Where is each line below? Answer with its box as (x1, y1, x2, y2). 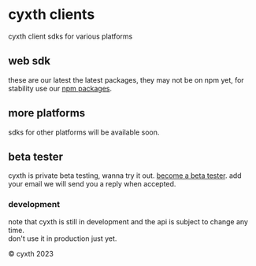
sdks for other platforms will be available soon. (8, 127, 160, 137)
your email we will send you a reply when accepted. (8, 179, 176, 189)
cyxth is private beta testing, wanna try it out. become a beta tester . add (8, 171, 242, 180)
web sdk (8, 54, 51, 68)
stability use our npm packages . (8, 83, 113, 93)
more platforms (8, 106, 86, 120)
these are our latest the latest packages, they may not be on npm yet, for (8, 75, 244, 84)
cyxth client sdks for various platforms (8, 31, 133, 41)
